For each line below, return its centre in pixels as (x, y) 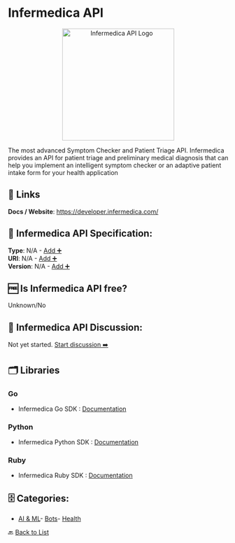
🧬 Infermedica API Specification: (80, 233)
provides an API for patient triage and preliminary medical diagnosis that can (118, 157)
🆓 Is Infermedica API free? (68, 288)
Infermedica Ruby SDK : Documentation (75, 475)
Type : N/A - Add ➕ (35, 251)
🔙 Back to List (29, 533)
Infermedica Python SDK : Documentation (78, 442)
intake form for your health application (63, 172)
